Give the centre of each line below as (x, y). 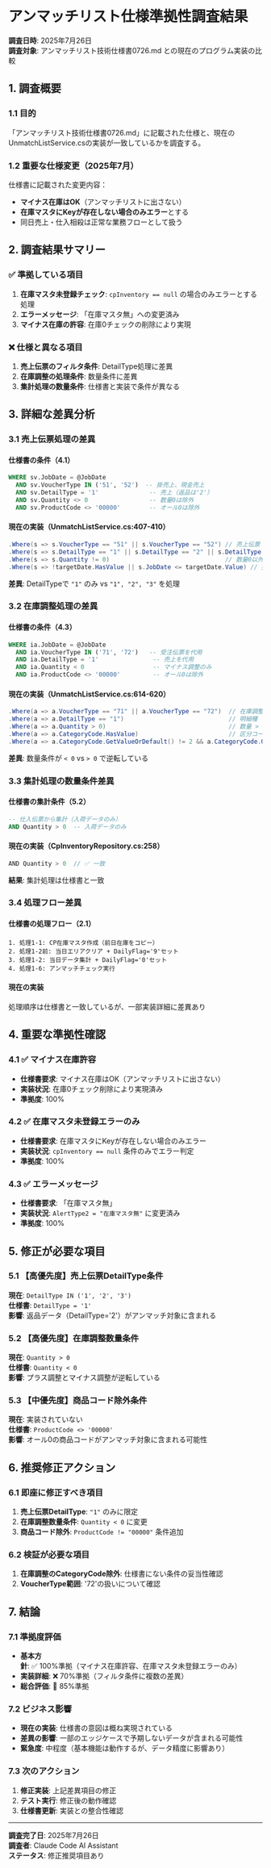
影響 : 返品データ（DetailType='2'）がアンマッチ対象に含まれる (112, 1315)
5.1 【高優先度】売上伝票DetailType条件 (86, 1276)
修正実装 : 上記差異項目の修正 (68, 1790)
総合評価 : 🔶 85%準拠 (54, 1686)
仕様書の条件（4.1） (42, 460)
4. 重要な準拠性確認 (57, 1035)
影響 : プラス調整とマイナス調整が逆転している (84, 1377)
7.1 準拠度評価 (35, 1636)
